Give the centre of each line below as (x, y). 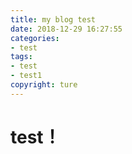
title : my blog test (53, 19)
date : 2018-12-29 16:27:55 (66, 29)
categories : (35, 38)
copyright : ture (44, 85)
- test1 (26, 76)
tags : (21, 57)
